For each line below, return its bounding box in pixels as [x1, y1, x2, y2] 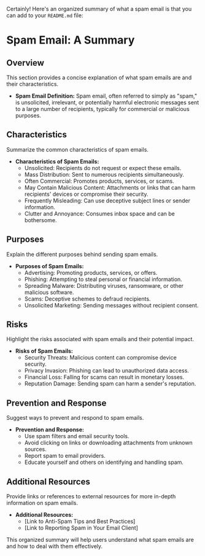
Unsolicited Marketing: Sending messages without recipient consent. [24, 301, 199, 309]
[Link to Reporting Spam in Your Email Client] [24, 524, 138, 531]
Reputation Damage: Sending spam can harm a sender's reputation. [24, 380, 196, 387]
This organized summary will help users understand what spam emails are [6, 536, 195, 544]
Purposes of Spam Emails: [15, 262, 84, 269]
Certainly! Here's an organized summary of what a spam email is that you [6, 6, 192, 12]
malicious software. [24, 288, 74, 296]
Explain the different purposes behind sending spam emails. [6, 250, 158, 258]
